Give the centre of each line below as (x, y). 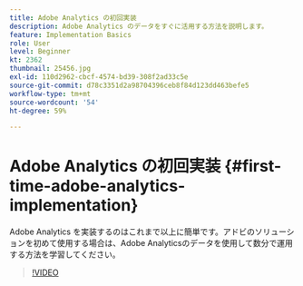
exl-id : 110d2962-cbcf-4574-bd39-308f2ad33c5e (99, 77)
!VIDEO (45, 272)
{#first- (253, 167)
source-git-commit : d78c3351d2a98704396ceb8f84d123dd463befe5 (129, 85)
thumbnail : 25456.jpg (50, 69)
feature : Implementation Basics (70, 35)
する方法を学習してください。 (65, 254)
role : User (30, 43)
